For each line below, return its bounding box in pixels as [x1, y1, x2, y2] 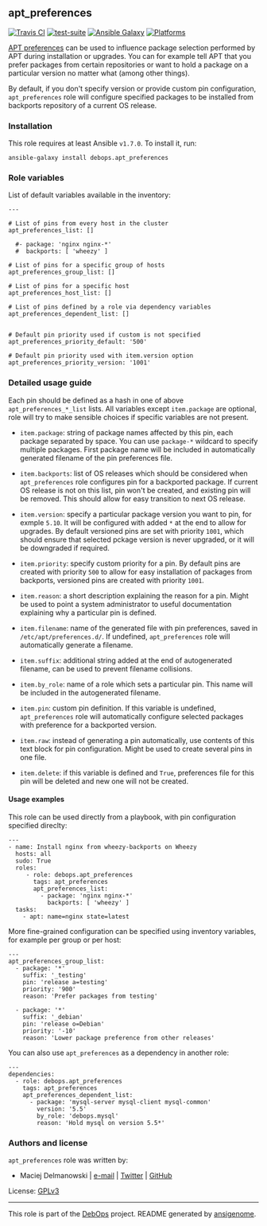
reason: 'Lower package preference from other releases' [22, 1033, 215, 1041]
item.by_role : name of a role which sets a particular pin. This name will [19, 679, 253, 689]
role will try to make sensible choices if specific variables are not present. [8, 412, 249, 422]
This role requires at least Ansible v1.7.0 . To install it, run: [8, 138, 197, 148]
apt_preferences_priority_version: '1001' [8, 359, 151, 367]
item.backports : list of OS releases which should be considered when [19, 469, 248, 478]
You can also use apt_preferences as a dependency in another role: [8, 1048, 229, 1057]
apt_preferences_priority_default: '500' [8, 338, 148, 346]
